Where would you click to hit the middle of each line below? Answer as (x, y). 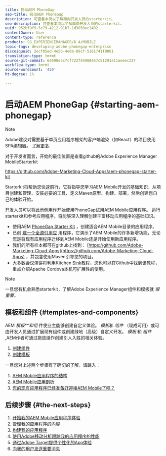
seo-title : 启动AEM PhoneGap (34, 14)
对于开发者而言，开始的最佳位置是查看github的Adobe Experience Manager (81, 156)
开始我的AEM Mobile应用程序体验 (46, 418)
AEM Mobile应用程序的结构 (40, 375)
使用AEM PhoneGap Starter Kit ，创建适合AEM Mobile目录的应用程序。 (84, 227)
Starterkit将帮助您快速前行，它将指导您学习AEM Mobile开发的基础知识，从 (81, 187)
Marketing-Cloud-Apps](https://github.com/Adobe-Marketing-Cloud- (83, 250)
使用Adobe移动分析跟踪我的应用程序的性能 (56, 436)
